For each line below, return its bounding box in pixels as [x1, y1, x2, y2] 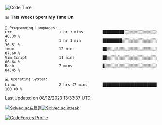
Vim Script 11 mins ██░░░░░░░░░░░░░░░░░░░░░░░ [5, 55, 157, 60]
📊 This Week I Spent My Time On [5, 15, 74, 20]
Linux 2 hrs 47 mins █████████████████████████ [5, 82, 157, 87]
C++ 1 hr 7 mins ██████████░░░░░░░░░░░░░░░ [5, 30, 157, 34]
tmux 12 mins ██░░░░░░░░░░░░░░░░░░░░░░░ [5, 47, 157, 51]
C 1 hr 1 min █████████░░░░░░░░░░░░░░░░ [5, 38, 157, 43]
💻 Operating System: [5, 77, 48, 82]
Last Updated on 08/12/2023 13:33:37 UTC [5, 95, 91, 101]
